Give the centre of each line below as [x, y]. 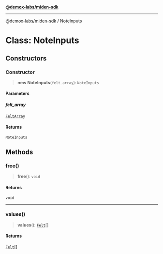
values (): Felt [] [33, 225]
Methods [19, 152]
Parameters [17, 93]
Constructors [26, 58]
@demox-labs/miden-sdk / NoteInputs [44, 21]
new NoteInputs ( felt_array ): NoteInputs [58, 82]
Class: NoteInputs [42, 40]
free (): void [29, 177]
